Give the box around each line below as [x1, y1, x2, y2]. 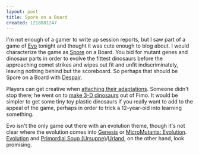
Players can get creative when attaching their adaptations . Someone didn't [6, 86, 189, 93]
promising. [6, 141, 33, 149]
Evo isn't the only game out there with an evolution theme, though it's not [6, 122, 185, 130]
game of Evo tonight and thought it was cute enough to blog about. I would [6, 42, 189, 49]
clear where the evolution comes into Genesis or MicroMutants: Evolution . [6, 128, 187, 136]
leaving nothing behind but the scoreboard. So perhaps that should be [6, 68, 178, 75]
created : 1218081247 [6, 20, 58, 26]
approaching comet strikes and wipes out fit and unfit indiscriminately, [6, 61, 178, 68]
